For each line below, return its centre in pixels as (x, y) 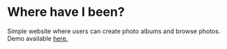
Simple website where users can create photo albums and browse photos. (114, 31)
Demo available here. (38, 38)
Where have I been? (66, 12)
